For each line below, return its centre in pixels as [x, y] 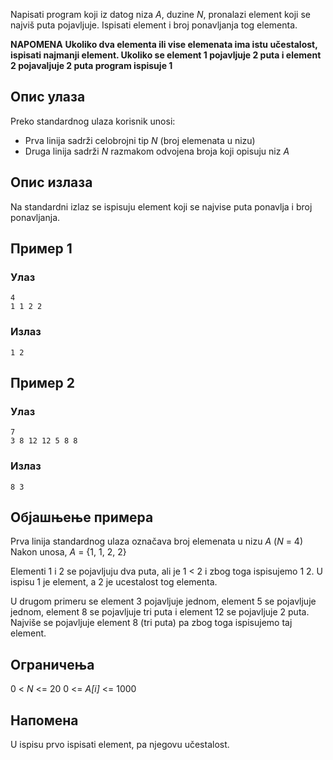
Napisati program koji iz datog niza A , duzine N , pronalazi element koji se [160, 14]
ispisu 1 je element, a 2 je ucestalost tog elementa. [114, 582]
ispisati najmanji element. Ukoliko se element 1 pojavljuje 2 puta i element [166, 55]
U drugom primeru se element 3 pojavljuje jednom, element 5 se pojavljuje [163, 601]
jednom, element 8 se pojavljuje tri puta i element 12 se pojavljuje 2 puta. [160, 612]
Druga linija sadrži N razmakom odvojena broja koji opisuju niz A [157, 151]
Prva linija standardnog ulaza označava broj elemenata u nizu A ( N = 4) [157, 541]
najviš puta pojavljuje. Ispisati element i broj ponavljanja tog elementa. [154, 25]
